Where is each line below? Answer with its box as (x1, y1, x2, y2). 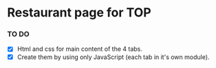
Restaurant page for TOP (7, 5, 151, 21)
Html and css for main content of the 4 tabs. (17, 45, 143, 53)
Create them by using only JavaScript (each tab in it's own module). (17, 53, 210, 61)
